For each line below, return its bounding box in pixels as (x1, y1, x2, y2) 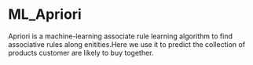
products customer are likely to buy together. (8, 48, 154, 57)
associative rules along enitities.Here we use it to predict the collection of (8, 39, 246, 49)
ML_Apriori (8, 5, 82, 23)
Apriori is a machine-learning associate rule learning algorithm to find (8, 31, 233, 41)
